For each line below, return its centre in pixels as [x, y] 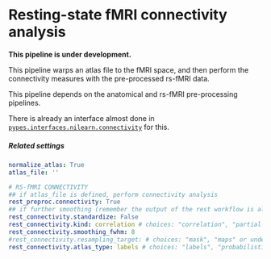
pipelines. [25, 102]
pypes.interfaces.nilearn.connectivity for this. [89, 127]
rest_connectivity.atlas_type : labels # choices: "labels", [112, 247]
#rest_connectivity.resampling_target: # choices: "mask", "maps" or [128, 240]
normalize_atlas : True [46, 165]
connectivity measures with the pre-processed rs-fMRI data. [109, 78]
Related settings [36, 145]
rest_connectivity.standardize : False [73, 217]
